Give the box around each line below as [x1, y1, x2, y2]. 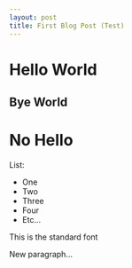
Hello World [9, 59, 97, 80]
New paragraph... [9, 249, 74, 260]
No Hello [9, 130, 74, 151]
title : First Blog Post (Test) [9, 21, 125, 30]
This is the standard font [9, 232, 98, 242]
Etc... [21, 215, 42, 225]
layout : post [9, 12, 58, 22]
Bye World [9, 95, 68, 110]
